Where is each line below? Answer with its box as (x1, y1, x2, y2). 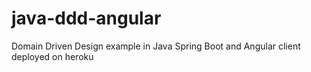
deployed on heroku (11, 50, 94, 62)
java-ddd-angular (11, 7, 162, 30)
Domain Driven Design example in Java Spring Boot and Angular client (11, 40, 301, 52)
